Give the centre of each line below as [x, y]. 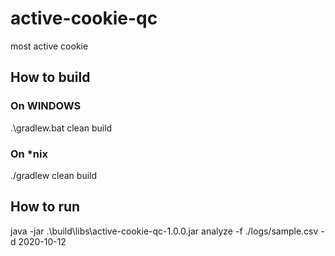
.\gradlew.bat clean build [61, 128]
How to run [45, 207]
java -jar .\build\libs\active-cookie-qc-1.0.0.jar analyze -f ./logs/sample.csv [164, 231]
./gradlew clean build [54, 175]
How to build [50, 77]
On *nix [29, 154]
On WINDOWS [46, 106]
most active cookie [49, 46]
